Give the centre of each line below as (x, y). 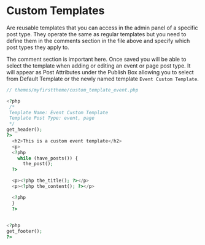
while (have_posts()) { (48, 158)
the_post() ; (38, 164)
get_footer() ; (25, 231)
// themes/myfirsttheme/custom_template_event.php (72, 90)
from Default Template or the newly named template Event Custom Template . (103, 79)
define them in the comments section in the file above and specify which (98, 41)
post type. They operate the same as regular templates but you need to (96, 34)
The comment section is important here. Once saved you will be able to (96, 59)
